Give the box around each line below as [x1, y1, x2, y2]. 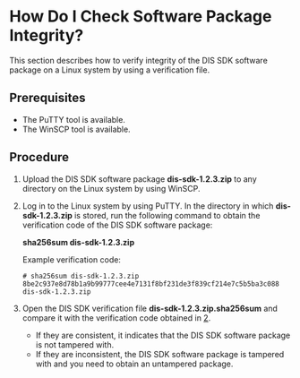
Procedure [9, 150, 70, 165]
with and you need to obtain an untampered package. [35, 358, 234, 369]
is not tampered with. [35, 339, 115, 350]
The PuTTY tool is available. [21, 114, 125, 125]
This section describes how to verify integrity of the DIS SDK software [9, 55, 269, 65]
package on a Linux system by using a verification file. [9, 64, 210, 75]
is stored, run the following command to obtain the [74, 210, 261, 220]
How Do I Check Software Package [9, 6, 272, 27]
